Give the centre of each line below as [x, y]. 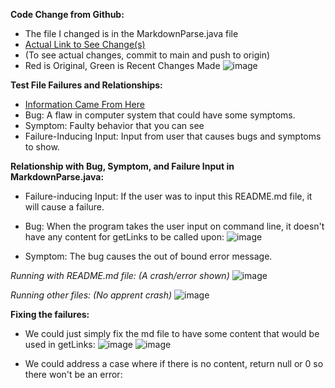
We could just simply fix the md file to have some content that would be [172, 333]
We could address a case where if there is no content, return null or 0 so [174, 363]
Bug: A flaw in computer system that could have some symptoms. [160, 115]
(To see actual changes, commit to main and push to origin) [147, 55]
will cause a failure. [64, 207]
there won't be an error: [73, 374]
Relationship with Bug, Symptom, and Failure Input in [122, 166]
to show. [42, 147]
